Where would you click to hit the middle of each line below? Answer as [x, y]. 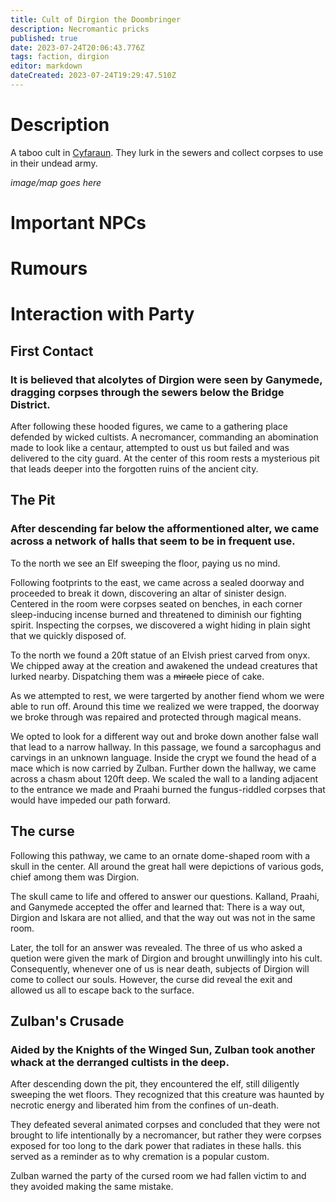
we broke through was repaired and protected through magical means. [156, 717]
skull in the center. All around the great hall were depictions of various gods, [167, 866]
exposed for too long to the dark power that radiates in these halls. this [156, 1146]
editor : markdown [46, 66]
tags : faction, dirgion [60, 57]
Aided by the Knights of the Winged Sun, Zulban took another [163, 1049]
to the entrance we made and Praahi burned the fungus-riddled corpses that [168, 789]
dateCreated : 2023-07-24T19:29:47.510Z [93, 76]
